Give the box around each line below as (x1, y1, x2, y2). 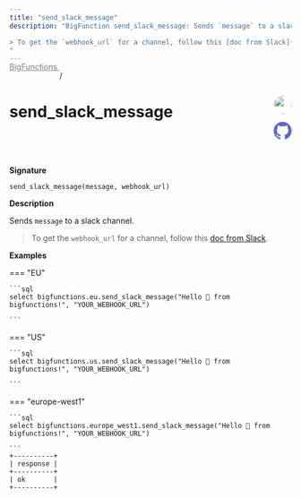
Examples (9, 250, 47, 261)
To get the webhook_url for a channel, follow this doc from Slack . (30, 233, 269, 244)
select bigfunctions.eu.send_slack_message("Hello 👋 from (9, 293, 230, 302)
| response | (9, 459, 58, 468)
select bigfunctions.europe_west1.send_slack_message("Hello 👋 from (9, 422, 271, 431)
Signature (9, 165, 47, 176)
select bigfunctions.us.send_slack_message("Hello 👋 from (9, 357, 230, 366)
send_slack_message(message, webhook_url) (9, 183, 170, 192)
